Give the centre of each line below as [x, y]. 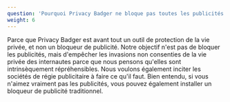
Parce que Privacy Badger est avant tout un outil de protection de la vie [108, 39]
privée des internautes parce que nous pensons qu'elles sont [94, 61]
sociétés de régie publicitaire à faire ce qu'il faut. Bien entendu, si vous [108, 76]
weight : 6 [21, 20]
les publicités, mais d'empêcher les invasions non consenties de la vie [107, 54]
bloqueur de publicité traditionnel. [55, 91]
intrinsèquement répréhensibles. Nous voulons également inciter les [104, 69]
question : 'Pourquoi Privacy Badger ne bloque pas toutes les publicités [116, 13]
